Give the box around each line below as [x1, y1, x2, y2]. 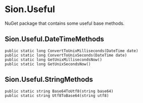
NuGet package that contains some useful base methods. [5, 20, 125, 26]
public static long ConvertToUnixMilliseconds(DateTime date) [5, 48, 138, 54]
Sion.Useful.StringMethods [5, 75, 93, 84]
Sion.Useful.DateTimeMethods [5, 35, 105, 43]
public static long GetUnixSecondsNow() [5, 62, 91, 67]
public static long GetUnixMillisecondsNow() [5, 57, 102, 62]
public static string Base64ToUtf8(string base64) [5, 88, 114, 94]
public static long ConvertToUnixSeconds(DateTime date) [5, 53, 127, 58]
